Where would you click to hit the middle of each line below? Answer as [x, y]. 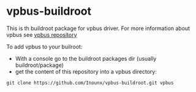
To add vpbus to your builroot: [44, 47]
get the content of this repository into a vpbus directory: [86, 71]
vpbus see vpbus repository [42, 34]
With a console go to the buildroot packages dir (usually [86, 58]
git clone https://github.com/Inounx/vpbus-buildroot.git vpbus [90, 83]
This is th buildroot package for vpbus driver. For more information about [98, 28]
